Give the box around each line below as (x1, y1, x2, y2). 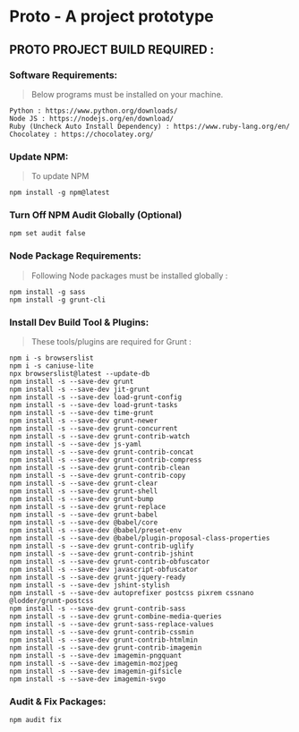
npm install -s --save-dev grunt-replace (9, 503, 167, 512)
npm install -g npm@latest (9, 188, 110, 198)
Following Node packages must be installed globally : (30, 270, 228, 281)
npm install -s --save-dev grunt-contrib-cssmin (9, 628, 194, 637)
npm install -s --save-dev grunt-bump (9, 495, 154, 504)
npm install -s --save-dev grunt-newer (9, 416, 158, 426)
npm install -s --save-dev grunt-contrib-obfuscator (9, 558, 210, 566)
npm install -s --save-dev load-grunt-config (9, 393, 182, 402)
